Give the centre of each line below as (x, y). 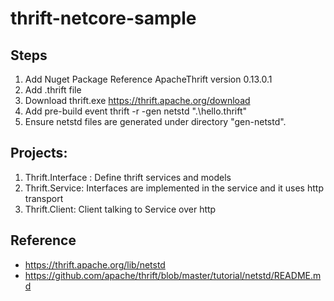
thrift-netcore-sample (103, 18)
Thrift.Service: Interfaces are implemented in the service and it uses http (174, 188)
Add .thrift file (53, 90)
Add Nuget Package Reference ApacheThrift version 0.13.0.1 (148, 79)
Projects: (39, 153)
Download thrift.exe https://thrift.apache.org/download (137, 100)
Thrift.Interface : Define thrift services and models (128, 177)
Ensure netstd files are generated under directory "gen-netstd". (155, 121)
